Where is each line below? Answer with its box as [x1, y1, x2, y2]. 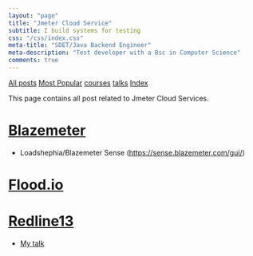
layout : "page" [8, 11, 59, 20]
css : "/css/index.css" [8, 33, 84, 42]
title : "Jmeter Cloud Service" [8, 19, 113, 27]
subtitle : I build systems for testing [8, 26, 141, 34]
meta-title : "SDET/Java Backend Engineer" [8, 41, 152, 49]
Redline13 [8, 212, 74, 230]
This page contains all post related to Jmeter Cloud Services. [8, 93, 209, 103]
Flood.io [8, 176, 64, 194]
